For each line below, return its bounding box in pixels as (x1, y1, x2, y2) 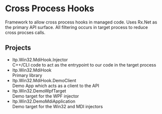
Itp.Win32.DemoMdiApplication (12, 98, 76, 104)
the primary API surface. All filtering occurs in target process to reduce (5, 24, 148, 30)
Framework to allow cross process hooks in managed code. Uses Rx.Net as (5, 19, 158, 25)
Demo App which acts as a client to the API (12, 83, 99, 89)
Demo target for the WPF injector (12, 93, 79, 99)
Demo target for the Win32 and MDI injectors (12, 103, 103, 109)
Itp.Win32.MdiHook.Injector (12, 57, 68, 63)
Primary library (12, 72, 43, 78)
